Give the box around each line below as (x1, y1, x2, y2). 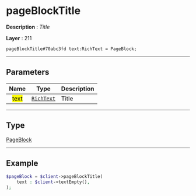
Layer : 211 (6, 34, 32, 41)
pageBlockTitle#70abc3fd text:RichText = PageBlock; (6, 45, 137, 52)
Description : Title (6, 23, 50, 30)
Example (6, 158, 38, 168)
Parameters (6, 67, 50, 77)
